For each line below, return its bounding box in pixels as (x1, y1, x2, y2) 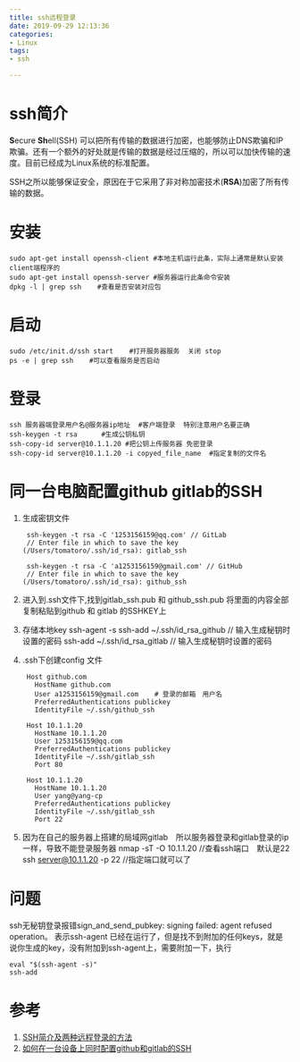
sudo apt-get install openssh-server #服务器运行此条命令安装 (9, 273, 230, 282)
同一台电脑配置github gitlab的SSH (9, 481, 263, 501)
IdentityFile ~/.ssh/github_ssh (34, 705, 155, 714)
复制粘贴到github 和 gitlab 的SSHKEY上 (21, 605, 167, 616)
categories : (9, 29, 54, 38)
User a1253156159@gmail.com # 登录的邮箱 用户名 (34, 689, 223, 698)
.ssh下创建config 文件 (21, 654, 103, 665)
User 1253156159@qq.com (34, 737, 123, 746)
